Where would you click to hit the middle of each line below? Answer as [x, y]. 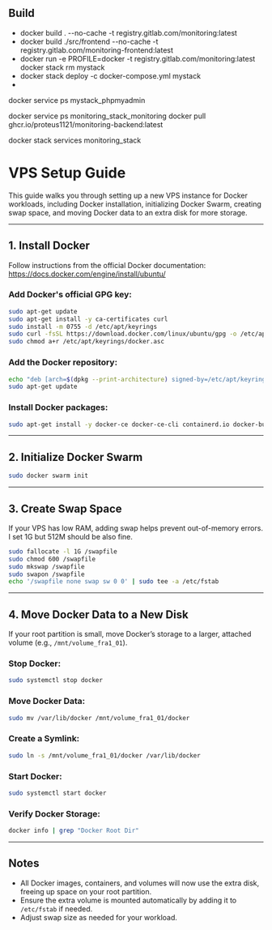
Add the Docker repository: [63, 362]
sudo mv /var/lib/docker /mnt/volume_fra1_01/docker [99, 718]
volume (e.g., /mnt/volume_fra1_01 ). [68, 642]
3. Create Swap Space [66, 508]
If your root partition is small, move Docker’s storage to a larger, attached [130, 634]
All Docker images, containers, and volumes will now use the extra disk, [140, 883]
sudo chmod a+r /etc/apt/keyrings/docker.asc [86, 342]
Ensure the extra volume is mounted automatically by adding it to [128, 900]
